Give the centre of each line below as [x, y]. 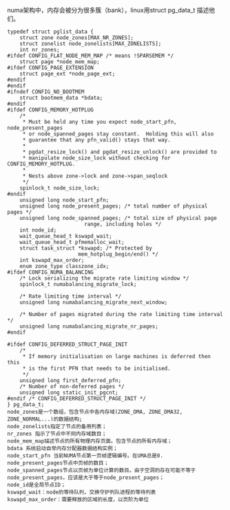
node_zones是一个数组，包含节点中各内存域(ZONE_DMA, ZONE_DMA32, [95, 412]
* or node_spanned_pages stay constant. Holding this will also [118, 134]
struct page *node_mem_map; [60, 62]
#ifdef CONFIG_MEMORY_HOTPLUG [51, 110]
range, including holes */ [123, 224]
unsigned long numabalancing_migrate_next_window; [94, 302]
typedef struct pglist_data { [51, 32]
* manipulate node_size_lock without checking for [96, 158]
